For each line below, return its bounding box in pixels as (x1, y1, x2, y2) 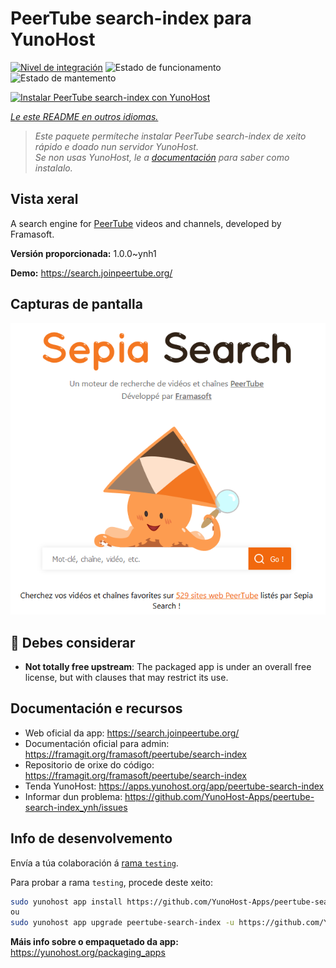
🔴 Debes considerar (10, 634, 136, 651)
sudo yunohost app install (10, 897, 123, 907)
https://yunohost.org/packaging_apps (10, 947, 166, 959)
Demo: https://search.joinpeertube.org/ (10, 267, 173, 279)
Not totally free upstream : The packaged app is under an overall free (24, 660, 312, 672)
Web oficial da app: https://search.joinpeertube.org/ (24, 727, 240, 739)
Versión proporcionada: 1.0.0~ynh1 (10, 247, 157, 259)
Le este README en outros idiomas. (10, 110, 159, 122)
